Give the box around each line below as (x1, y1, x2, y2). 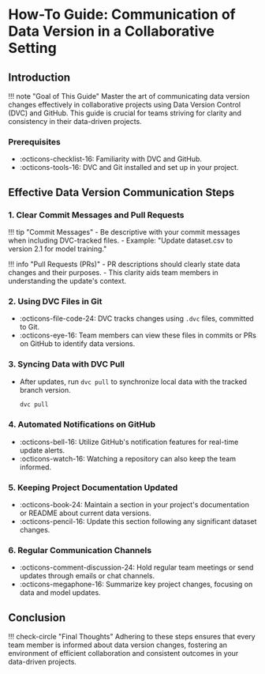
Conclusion (8, 611, 66, 624)
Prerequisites (8, 136, 61, 147)
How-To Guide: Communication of (8, 6, 236, 24)
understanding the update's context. (8, 276, 127, 285)
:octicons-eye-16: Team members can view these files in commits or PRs (19, 330, 256, 341)
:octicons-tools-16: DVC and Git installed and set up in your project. (19, 163, 239, 172)
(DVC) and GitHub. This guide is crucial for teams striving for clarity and (8, 108, 242, 118)
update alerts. (19, 445, 65, 455)
